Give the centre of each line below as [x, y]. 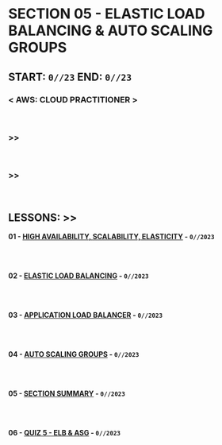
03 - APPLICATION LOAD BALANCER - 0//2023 [86, 315]
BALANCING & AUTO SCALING [111, 31]
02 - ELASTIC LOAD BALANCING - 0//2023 [78, 276]
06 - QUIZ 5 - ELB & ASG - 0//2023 [65, 433]
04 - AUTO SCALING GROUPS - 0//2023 [74, 354]
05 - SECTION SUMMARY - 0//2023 [67, 393]
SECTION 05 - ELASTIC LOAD [107, 14]
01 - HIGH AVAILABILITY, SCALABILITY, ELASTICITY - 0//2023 [111, 237]
